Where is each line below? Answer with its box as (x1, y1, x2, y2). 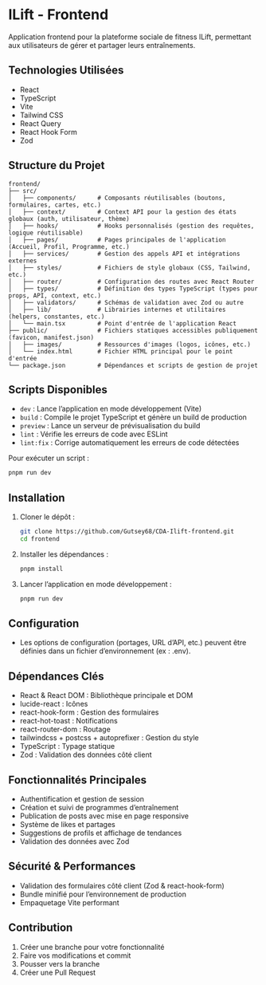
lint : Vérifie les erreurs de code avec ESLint (19, 429, 169, 439)
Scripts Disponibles (8, 383, 108, 396)
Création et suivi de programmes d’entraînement (19, 803, 179, 812)
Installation (8, 491, 65, 504)
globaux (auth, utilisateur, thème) (8, 215, 130, 223)
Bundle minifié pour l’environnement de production (19, 889, 187, 899)
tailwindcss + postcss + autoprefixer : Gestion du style (19, 733, 199, 743)
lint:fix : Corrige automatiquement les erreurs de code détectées (19, 438, 240, 447)
